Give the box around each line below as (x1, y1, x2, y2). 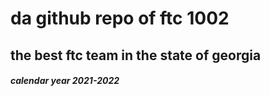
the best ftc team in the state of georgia (10, 47, 262, 64)
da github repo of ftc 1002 (10, 7, 230, 30)
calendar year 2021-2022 (10, 75, 120, 87)
